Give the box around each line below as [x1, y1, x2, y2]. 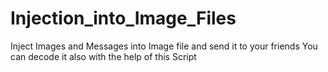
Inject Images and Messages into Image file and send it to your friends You [10, 40, 318, 52]
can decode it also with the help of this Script [10, 50, 197, 62]
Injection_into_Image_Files [10, 7, 237, 30]
